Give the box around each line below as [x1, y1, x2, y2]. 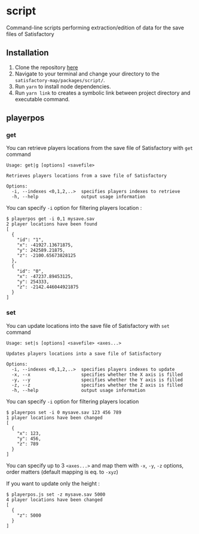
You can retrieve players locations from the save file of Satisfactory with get [6, 144, 193, 152]
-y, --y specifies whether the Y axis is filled [11, 376, 183, 383]
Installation [6, 48, 49, 58]
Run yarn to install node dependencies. [14, 83, 111, 90]
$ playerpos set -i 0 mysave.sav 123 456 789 [6, 409, 121, 415]
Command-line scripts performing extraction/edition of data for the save [6, 24, 184, 31]
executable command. [14, 95, 70, 102]
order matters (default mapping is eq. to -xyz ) [6, 468, 118, 475]
